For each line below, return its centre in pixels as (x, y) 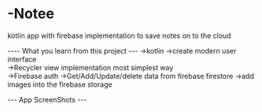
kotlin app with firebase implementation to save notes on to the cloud (119, 35)
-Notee (31, 14)
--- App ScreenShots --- (47, 99)
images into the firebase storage (60, 84)
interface (22, 59)
